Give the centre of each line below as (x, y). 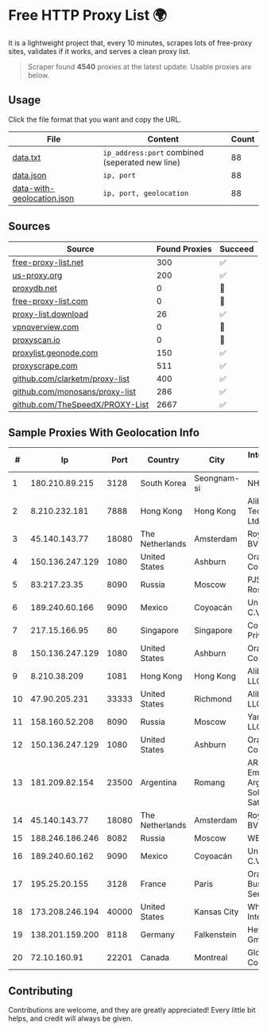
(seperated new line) (142, 162)
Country (164, 460)
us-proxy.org (37, 275)
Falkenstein (215, 935)
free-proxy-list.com (50, 301)
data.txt (27, 158)
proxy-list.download (50, 313)
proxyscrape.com (45, 365)
